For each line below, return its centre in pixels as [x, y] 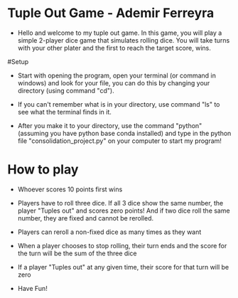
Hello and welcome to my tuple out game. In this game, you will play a [120, 33]
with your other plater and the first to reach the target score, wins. [114, 48]
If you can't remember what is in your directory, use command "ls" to [119, 104]
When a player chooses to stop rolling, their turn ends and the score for [122, 245]
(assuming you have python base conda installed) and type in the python [124, 133]
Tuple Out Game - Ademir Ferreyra [111, 13]
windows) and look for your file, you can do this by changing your [114, 83]
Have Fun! [32, 288]
